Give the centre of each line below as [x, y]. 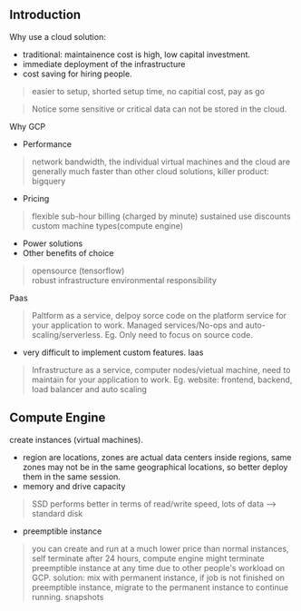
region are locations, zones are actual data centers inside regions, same [157, 457]
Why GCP [28, 126]
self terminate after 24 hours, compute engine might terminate [148, 558]
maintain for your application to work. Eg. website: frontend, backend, [162, 379]
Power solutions [53, 243]
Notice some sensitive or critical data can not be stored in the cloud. [159, 109]
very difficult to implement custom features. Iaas [113, 352]
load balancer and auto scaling [89, 389]
